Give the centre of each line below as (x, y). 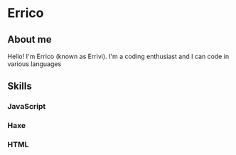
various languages (34, 64)
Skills (20, 86)
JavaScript (27, 107)
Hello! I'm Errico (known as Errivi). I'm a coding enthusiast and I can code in (118, 56)
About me (29, 39)
